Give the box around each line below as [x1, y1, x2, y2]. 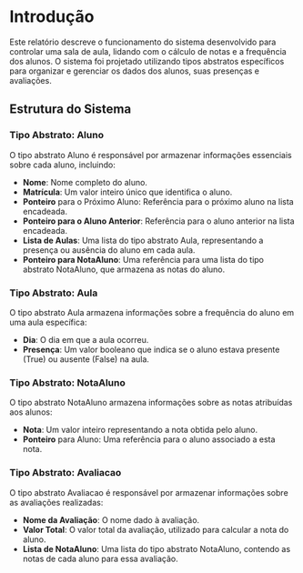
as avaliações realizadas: [9, 497, 104, 508]
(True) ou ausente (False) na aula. [22, 353, 150, 365]
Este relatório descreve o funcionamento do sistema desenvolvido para [9, 36, 277, 47]
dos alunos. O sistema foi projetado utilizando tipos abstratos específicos [9, 55, 285, 66]
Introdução [9, 6, 95, 27]
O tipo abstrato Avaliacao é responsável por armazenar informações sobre [9, 487, 288, 498]
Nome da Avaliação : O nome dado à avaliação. [22, 514, 200, 525]
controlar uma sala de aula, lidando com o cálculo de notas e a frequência [9, 45, 287, 56]
